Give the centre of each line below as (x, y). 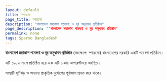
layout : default (22, 10)
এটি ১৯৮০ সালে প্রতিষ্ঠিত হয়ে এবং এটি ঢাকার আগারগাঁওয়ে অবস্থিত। (53, 63)
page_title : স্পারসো (24, 19)
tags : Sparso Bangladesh (31, 38)
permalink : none (22, 33)
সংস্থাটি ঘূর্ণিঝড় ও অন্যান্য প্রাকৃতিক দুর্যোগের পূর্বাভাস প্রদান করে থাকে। (54, 73)
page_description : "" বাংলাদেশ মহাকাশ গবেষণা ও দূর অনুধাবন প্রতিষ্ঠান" (61, 29)
